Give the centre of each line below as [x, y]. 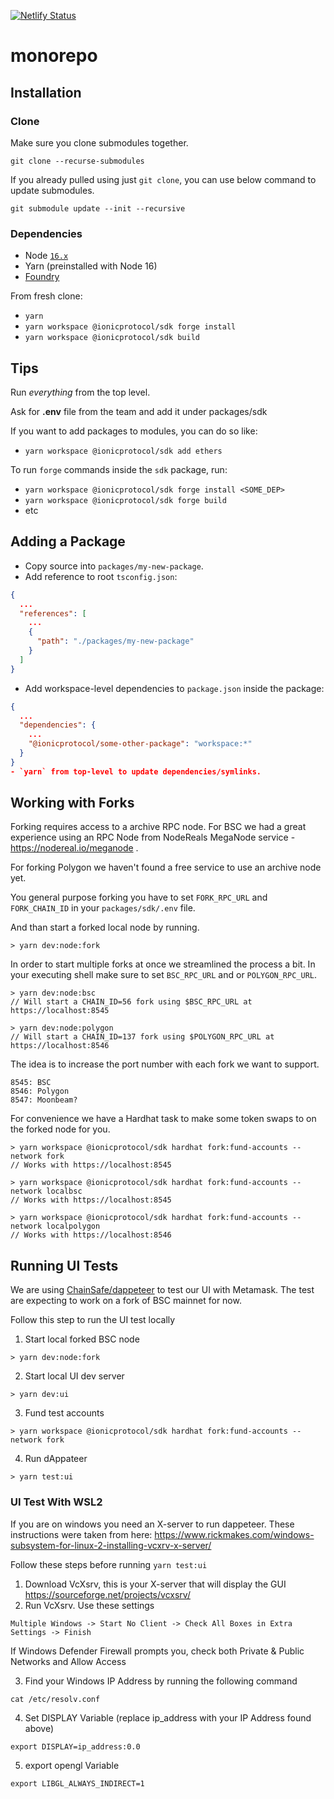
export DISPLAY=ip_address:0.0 [75, 1746]
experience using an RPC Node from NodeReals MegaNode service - [153, 837]
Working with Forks [72, 803]
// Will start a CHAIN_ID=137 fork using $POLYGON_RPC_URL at [142, 1037]
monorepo [54, 56]
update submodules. [52, 190]
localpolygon [73, 1226]
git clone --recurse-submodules [77, 161]
